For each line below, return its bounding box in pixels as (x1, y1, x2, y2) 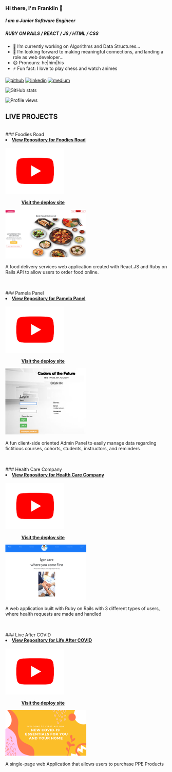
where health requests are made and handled (5, 611, 102, 617)
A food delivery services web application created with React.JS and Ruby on (5, 264, 167, 270)
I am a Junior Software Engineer (5, 17, 76, 24)
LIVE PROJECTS (5, 112, 58, 121)
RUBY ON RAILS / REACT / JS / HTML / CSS (5, 30, 99, 36)
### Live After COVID (5, 632, 51, 638)
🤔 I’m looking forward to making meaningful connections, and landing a (12, 49, 164, 55)
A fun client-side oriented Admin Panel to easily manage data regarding (5, 439, 157, 446)
